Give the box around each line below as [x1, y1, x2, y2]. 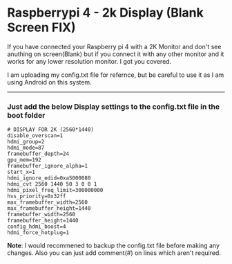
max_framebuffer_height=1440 [7, 205, 91, 212]
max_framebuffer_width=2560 [7, 199, 88, 206]
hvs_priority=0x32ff [7, 193, 67, 200]
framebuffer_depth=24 [7, 150, 70, 157]
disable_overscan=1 [7, 132, 64, 139]
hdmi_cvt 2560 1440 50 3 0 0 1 [7, 181, 97, 188]
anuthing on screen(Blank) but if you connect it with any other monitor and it [7, 50, 224, 58]
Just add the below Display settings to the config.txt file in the [7, 102, 220, 112]
